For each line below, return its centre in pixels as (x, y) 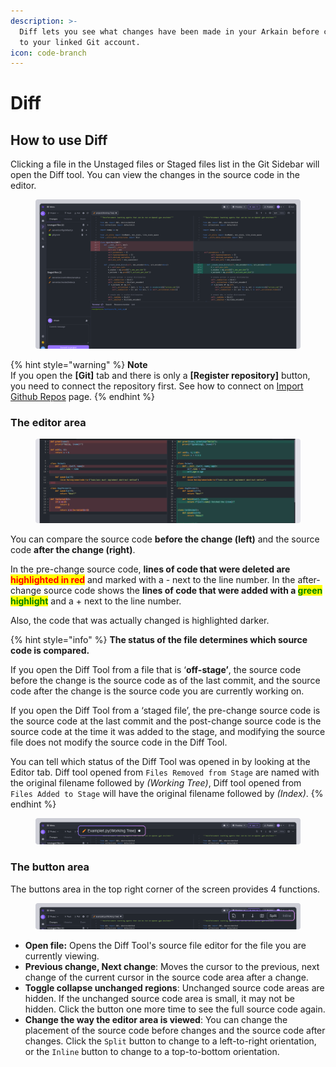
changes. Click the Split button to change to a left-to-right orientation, (170, 1041)
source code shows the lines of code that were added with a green (183, 590)
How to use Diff (59, 140)
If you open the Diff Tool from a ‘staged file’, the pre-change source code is (165, 710)
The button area (50, 867)
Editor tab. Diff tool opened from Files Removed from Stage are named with (165, 772)
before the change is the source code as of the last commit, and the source (165, 680)
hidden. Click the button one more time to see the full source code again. (175, 1009)
